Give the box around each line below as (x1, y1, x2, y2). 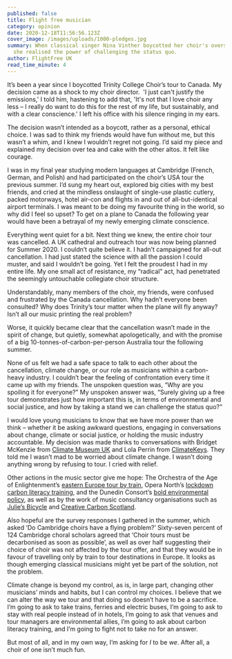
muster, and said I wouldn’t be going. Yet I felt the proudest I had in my (7, 259, 209, 268)
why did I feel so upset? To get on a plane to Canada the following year (7, 210, 209, 218)
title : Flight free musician (7, 17, 91, 23)
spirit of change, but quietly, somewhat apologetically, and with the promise (7, 331, 223, 339)
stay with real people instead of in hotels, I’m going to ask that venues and (7, 610, 219, 618)
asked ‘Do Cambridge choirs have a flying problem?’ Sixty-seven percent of (7, 523, 223, 531)
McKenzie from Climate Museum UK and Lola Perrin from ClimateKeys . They (7, 445, 225, 453)
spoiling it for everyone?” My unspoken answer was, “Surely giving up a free (7, 388, 225, 396)
